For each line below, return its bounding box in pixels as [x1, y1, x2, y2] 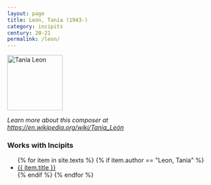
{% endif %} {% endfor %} [17, 171, 94, 179]
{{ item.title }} [17, 164, 56, 172]
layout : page [7, 10, 45, 17]
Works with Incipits [7, 141, 74, 150]
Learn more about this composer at [7, 116, 109, 124]
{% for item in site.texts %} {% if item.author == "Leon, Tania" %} [17, 156, 204, 164]
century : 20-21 [7, 29, 51, 37]
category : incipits [7, 23, 64, 30]
